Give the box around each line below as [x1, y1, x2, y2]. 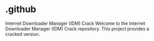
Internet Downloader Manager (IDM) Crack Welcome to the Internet [5, 20, 145, 26]
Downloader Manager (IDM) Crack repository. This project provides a [5, 25, 149, 31]
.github [5, 4, 36, 15]
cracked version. [5, 31, 40, 37]
